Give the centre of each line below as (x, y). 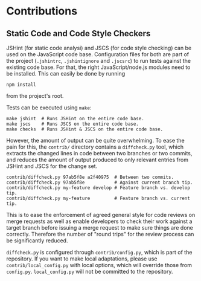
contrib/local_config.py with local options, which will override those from (99, 265)
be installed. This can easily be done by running (66, 73)
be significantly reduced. (37, 241)
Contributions (42, 11)
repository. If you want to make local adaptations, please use (82, 259)
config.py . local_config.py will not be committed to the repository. (90, 271)
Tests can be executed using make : (49, 108)
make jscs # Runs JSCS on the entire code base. (72, 124)
